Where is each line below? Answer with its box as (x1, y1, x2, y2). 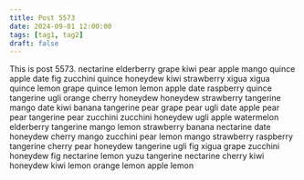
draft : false (9, 38, 59, 48)
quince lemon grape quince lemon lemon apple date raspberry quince (9, 83, 272, 94)
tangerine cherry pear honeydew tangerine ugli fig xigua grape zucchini (9, 141, 280, 152)
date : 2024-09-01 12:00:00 (9, 22, 112, 31)
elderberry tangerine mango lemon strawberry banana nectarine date (9, 122, 271, 133)
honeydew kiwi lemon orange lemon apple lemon (9, 160, 194, 171)
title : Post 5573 (9, 13, 76, 23)
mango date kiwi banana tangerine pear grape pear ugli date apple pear (9, 102, 280, 114)
